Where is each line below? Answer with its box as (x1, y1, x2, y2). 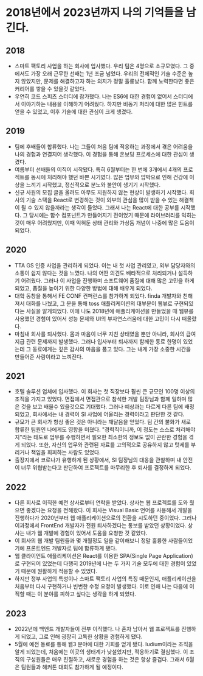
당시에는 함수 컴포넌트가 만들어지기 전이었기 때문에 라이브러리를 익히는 (29, 211, 197, 219)
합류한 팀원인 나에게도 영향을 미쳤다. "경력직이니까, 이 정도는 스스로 (14, 426, 174, 433)
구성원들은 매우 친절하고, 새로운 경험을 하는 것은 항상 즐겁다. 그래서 (26, 656, 185, 663)
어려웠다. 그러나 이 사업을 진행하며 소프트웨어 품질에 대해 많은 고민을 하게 (21, 276, 195, 284)
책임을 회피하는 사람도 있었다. (30, 449, 101, 456)
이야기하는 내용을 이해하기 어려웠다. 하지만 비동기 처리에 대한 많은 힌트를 (21, 100, 193, 107)
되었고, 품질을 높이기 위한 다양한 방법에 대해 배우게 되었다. (14, 284, 153, 292)
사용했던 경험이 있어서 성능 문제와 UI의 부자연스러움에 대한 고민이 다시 (14, 315, 181, 322)
